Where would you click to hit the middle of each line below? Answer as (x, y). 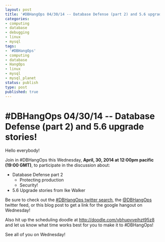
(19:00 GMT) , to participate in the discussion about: (58, 165)
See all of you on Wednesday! (35, 235)
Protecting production (41, 180)
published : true (22, 92)
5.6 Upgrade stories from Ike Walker (49, 190)
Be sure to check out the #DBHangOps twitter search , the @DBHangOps (79, 200)
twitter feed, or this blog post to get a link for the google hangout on (74, 205)
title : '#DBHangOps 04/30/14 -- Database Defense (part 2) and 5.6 (76, 14)
